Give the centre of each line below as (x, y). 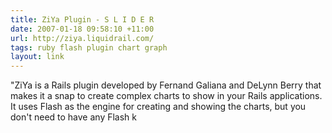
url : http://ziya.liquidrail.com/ (82, 38)
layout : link (37, 57)
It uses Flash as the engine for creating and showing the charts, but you (158, 107)
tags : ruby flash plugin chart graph (89, 47)
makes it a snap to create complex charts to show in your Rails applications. (166, 96)
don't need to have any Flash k (74, 117)
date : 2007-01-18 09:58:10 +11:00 (82, 29)
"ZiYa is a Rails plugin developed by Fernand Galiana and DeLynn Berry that (166, 85)
